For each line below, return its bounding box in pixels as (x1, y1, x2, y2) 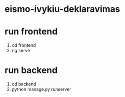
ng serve (11, 48, 30, 54)
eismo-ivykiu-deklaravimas (4, 3, 121, 15)
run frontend (4, 26, 58, 37)
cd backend (11, 81, 37, 87)
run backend (4, 65, 58, 76)
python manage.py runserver (11, 86, 71, 92)
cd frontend (11, 42, 36, 48)
